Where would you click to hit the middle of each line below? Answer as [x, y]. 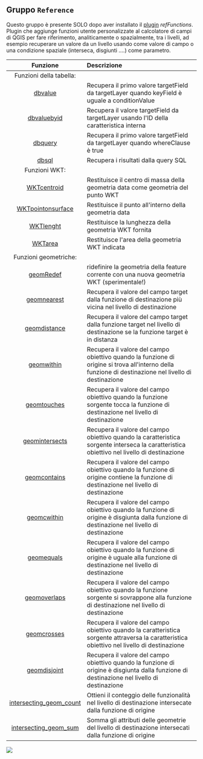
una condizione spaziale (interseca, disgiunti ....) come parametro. [89, 50]
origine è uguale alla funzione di [132, 557]
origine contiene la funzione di [130, 477]
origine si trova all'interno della [130, 364]
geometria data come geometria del [137, 187]
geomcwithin [45, 517]
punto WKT [103, 195]
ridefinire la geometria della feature [137, 267]
